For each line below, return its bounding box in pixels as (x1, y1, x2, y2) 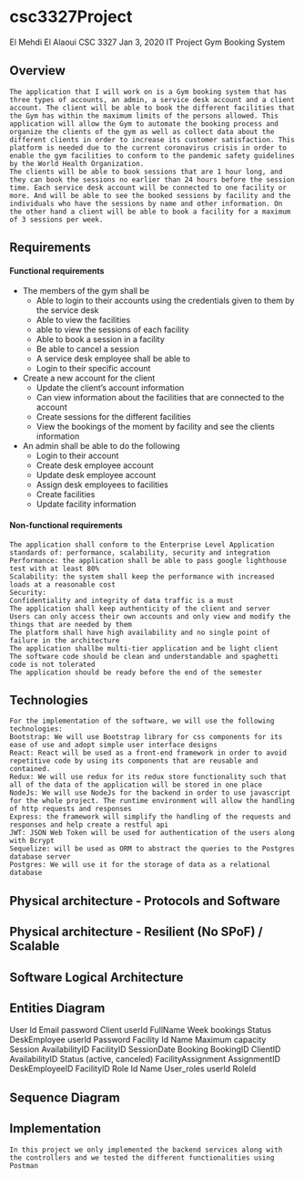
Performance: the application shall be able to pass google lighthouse (9, 556, 287, 565)
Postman (9, 1161, 39, 1170)
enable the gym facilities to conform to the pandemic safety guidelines (9, 151, 296, 161)
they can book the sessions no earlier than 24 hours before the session (9, 175, 296, 184)
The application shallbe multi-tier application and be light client (9, 643, 279, 653)
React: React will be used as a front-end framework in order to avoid (9, 748, 287, 758)
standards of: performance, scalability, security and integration (9, 547, 271, 558)
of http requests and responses (9, 805, 132, 814)
